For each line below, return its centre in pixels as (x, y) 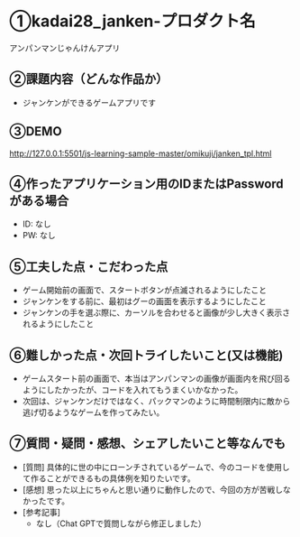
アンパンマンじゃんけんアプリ (65, 48)
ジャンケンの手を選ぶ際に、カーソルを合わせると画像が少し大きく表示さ (156, 313)
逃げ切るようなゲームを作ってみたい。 (93, 412)
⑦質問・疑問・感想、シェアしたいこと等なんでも (148, 444)
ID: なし (36, 224)
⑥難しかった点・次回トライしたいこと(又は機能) (146, 355)
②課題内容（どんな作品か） (89, 79)
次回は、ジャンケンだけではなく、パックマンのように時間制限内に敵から (156, 401)
